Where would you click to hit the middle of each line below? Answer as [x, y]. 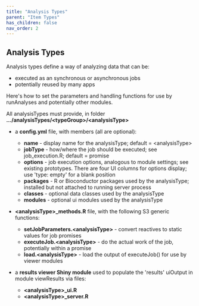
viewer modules [43, 261]
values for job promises [52, 236]
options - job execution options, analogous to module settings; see [106, 162]
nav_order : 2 [22, 28]
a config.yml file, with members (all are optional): [76, 132]
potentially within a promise [57, 248]
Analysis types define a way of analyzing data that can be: [78, 67]
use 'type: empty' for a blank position [70, 175]
